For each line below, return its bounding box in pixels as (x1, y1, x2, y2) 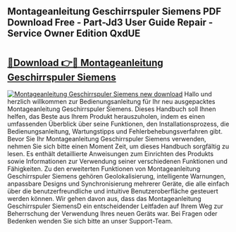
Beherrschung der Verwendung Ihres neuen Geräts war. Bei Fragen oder (7, 210, 218, 217)
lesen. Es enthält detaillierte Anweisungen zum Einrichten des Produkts (7, 150, 213, 157)
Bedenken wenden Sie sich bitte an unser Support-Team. (7, 217, 173, 225)
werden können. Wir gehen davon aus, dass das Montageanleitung (7, 195, 202, 202)
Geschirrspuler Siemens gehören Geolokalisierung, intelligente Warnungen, (7, 172, 226, 180)
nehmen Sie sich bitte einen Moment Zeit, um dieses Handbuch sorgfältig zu (7, 142, 230, 150)
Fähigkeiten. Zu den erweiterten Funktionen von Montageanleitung (7, 165, 201, 173)
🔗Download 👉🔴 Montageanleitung (7, 56, 163, 69)
